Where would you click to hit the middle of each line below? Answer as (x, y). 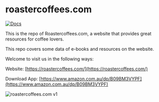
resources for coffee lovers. (35, 39)
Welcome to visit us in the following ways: (49, 59)
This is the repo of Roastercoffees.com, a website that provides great (78, 33)
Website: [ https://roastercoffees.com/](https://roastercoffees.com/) (77, 69)
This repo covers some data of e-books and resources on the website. (80, 49)
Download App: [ (23, 78)
